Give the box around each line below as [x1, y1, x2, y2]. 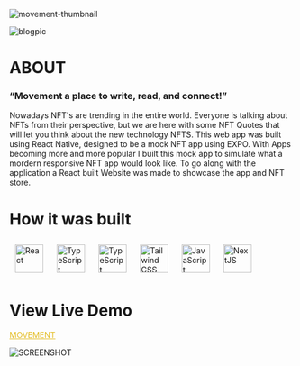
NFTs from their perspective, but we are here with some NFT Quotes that [9, 120, 280, 131]
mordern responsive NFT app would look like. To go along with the [9, 158, 257, 169]
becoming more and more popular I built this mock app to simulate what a [9, 149, 283, 160]
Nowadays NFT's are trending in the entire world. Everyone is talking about [9, 110, 288, 121]
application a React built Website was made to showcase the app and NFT [9, 168, 286, 178]
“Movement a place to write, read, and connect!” [9, 90, 228, 103]
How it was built [9, 208, 132, 229]
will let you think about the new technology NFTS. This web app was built [9, 129, 282, 140]
